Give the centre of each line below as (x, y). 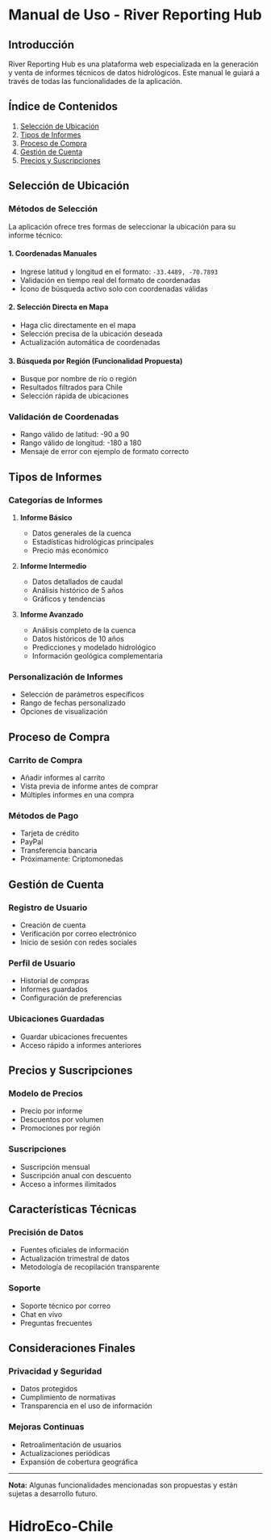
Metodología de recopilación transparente (90, 1267)
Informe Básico (46, 518)
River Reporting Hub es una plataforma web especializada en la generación (133, 64)
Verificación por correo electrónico (78, 934)
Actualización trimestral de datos (75, 1259)
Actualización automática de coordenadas (90, 342)
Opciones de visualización (64, 712)
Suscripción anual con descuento (75, 1175)
